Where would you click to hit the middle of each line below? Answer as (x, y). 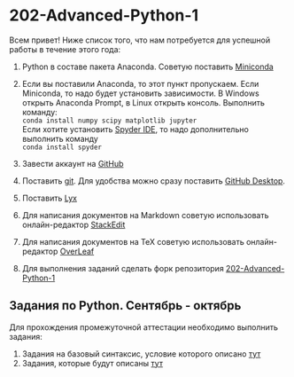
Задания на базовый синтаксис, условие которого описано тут (141, 353)
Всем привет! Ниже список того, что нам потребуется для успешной (140, 40)
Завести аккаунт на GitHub (73, 163)
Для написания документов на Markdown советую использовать (145, 215)
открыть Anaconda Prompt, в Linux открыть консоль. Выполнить (143, 102)
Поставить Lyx (50, 198)
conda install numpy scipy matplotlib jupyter (109, 121)
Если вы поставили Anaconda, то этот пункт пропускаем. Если (140, 83)
